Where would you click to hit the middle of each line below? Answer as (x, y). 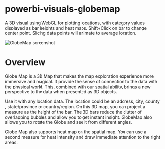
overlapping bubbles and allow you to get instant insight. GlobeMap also (79, 117)
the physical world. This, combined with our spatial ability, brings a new (78, 87)
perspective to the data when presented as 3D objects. (61, 91)
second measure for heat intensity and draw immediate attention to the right (83, 137)
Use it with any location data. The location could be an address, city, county (82, 101)
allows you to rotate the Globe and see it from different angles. (69, 122)
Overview (25, 63)
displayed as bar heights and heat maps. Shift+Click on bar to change (76, 28)
